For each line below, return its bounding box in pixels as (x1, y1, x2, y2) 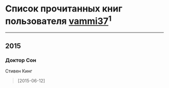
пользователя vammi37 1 (5, 13, 112, 27)
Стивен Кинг (5, 68, 33, 74)
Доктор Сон (5, 56, 37, 63)
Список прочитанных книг (5, 3, 123, 14)
